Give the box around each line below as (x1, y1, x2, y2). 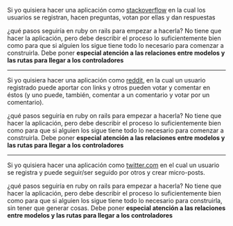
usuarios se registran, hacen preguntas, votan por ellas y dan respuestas (7, 13, 216, 21)
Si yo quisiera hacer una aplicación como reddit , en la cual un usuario (7, 76, 206, 84)
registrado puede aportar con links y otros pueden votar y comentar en (7, 83, 210, 92)
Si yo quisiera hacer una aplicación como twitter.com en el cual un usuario (7, 161, 220, 169)
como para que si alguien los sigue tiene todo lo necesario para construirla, (7, 197, 223, 205)
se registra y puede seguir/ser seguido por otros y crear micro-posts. (7, 168, 206, 176)
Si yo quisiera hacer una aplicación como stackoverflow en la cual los (7, 6, 206, 14)
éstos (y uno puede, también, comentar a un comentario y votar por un (7, 91, 210, 99)
